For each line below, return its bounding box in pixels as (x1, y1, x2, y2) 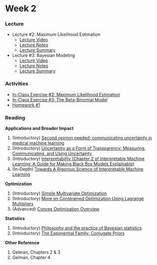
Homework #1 (12, 102, 41, 108)
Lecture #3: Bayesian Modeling (12, 53, 75, 58)
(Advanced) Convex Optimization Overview (12, 206, 100, 212)
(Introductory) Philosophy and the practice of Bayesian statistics (12, 225, 142, 231)
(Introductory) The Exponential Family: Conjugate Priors (12, 230, 125, 236)
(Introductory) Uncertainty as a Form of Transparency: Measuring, (12, 145, 146, 151)
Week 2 (5, 3, 37, 14)
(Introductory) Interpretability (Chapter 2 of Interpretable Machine (12, 156, 145, 162)
